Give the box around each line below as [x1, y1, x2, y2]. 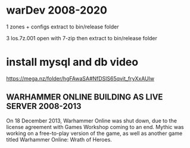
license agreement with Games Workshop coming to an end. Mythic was [6, 123, 184, 130]
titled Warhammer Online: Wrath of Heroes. [6, 136, 112, 143]
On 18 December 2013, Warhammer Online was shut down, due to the [6, 117, 177, 124]
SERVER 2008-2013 [6, 101, 82, 111]
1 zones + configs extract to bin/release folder [6, 23, 119, 30]
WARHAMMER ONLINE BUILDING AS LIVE [6, 92, 163, 102]
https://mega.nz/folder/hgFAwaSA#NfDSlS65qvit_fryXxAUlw [6, 75, 155, 82]
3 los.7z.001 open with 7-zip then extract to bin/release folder [6, 34, 158, 41]
